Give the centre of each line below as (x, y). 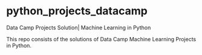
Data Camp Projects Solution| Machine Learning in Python (79, 27)
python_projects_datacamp (77, 11)
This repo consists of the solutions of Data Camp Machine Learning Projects (101, 39)
